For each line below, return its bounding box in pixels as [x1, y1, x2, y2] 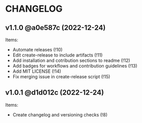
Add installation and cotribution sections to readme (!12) [12, 57, 131, 64]
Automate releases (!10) [12, 47, 63, 52]
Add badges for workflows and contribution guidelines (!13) [12, 63, 137, 69]
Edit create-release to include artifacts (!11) [12, 52, 103, 58]
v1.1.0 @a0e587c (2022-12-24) [5, 23, 106, 32]
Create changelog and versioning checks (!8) [12, 111, 108, 117]
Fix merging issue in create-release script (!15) [12, 74, 110, 79]
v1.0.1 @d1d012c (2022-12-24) [5, 88, 104, 97]
